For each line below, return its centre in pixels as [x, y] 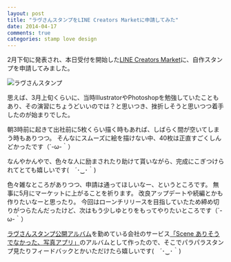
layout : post [26, 13]
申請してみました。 [46, 68]
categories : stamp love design [52, 39]
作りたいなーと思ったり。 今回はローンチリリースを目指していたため [104, 202]
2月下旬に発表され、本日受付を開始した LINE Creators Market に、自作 [106, 60]
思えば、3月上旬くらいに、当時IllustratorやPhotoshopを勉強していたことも [113, 98]
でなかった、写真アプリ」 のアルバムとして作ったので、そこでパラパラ [107, 243]
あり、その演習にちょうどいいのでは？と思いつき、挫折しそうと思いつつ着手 [115, 106]
